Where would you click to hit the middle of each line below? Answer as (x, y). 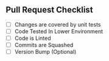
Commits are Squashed (44, 45)
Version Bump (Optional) (45, 52)
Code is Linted (33, 38)
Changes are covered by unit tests (58, 24)
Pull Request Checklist (49, 10)
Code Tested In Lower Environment (59, 31)
